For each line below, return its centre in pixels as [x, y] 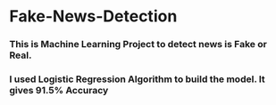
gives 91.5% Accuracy [59, 91]
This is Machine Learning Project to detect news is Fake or [138, 44]
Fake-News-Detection [93, 16]
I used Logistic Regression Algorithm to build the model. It [137, 79]
